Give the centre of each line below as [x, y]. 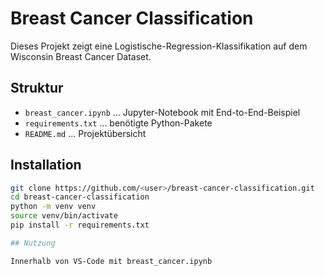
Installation [46, 165]
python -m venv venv [53, 207]
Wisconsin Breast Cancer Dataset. [81, 56]
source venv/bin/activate [64, 216]
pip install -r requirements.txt [80, 225]
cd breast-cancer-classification [80, 197]
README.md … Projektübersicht [85, 133]
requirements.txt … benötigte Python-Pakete [118, 123]
